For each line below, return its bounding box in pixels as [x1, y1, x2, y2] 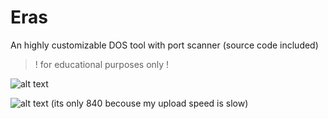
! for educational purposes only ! [34, 58, 170, 70]
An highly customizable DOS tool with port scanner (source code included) [10, 39, 319, 51]
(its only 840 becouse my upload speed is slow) [50, 97, 249, 109]
